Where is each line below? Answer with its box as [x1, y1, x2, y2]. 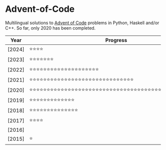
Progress [105, 37, 127, 43]
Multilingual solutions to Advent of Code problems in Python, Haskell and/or [5, 20, 160, 26]
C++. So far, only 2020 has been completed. [5, 25, 96, 31]
